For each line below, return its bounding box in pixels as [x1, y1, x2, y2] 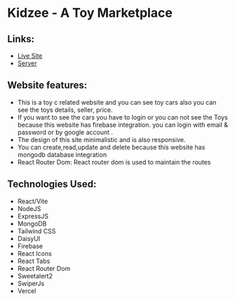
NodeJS [17, 204, 41, 212]
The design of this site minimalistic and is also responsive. [17, 135, 186, 143]
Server [17, 59, 37, 68]
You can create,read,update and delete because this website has [17, 143, 206, 151]
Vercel [17, 286, 36, 295]
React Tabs [17, 257, 51, 265]
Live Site [17, 51, 43, 60]
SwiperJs [17, 279, 45, 288]
